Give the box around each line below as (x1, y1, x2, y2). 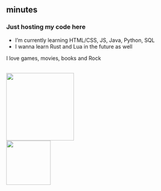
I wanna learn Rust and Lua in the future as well (14, 43, 133, 50)
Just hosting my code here (6, 23, 86, 31)
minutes (6, 5, 38, 15)
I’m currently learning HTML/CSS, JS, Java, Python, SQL (14, 36, 155, 44)
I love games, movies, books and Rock (6, 54, 102, 62)
